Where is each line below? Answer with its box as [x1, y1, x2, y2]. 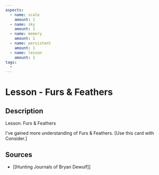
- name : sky [10, 21, 36, 27]
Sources [5, 150, 33, 159]
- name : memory [10, 31, 42, 36]
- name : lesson [10, 50, 42, 55]
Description [5, 107, 43, 115]
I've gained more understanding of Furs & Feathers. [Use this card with [5, 130, 154, 136]
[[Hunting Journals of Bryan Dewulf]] [12, 164, 91, 170]
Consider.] [5, 136, 27, 142]
